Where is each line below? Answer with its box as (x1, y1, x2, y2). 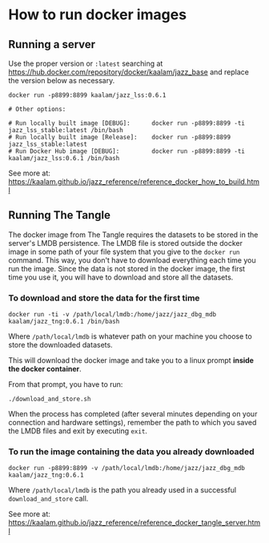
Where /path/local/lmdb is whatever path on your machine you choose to (8, 332, 252, 341)
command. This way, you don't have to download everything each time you (8, 255, 256, 265)
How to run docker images (8, 6, 187, 24)
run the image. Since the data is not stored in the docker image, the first (8, 263, 246, 273)
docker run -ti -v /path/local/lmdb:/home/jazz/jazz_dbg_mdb (8, 311, 217, 319)
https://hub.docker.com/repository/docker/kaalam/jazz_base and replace (8, 67, 250, 77)
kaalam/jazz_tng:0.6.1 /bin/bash (8, 318, 120, 326)
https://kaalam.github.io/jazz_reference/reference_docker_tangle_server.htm (8, 518, 261, 528)
